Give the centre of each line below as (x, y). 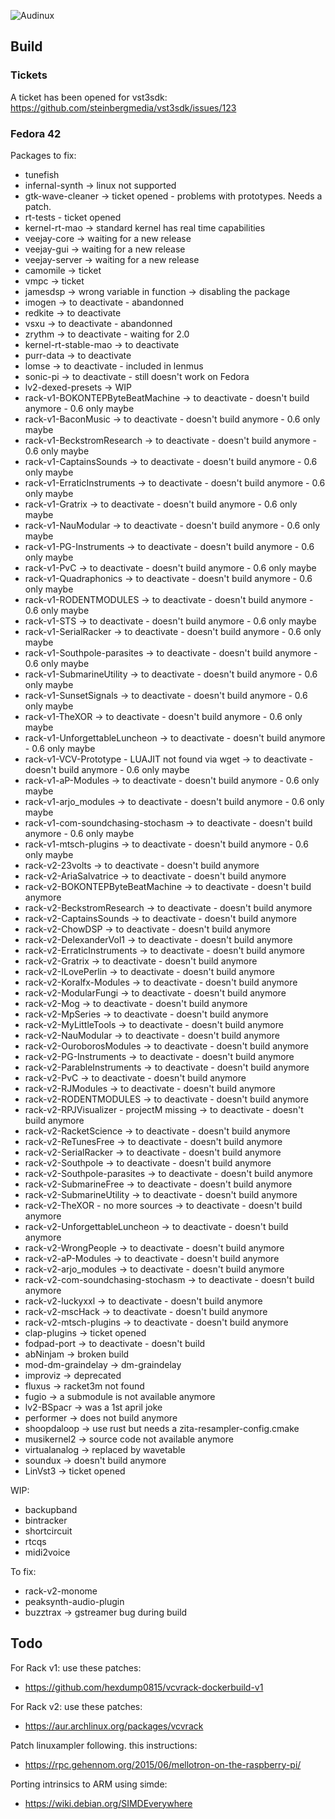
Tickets (29, 75)
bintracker (46, 1520)
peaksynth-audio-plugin (74, 1601)
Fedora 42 (36, 133)
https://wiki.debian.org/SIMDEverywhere (108, 1803)
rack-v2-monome (61, 1591)
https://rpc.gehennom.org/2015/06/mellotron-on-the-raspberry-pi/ (163, 1764)
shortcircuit (48, 1531)
